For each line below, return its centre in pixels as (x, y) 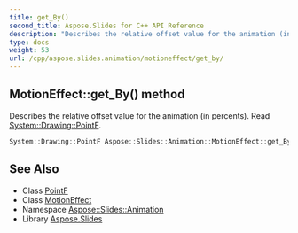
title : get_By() (39, 17)
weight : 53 (29, 50)
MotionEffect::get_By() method (97, 94)
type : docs (29, 42)
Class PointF (45, 190)
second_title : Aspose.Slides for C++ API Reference (106, 26)
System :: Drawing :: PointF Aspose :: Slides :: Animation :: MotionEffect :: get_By (150, 141)
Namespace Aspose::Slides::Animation (93, 209)
